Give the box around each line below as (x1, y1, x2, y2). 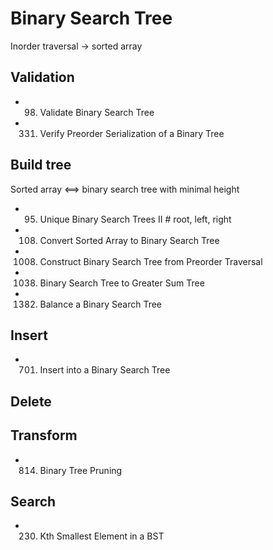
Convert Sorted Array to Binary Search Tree (39, 234, 220, 246)
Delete (10, 393, 52, 410)
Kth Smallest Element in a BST (39, 530, 165, 542)
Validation (10, 69, 75, 86)
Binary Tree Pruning (39, 464, 123, 476)
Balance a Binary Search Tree (39, 298, 163, 310)
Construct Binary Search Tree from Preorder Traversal (39, 255, 263, 267)
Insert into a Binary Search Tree (39, 364, 171, 376)
